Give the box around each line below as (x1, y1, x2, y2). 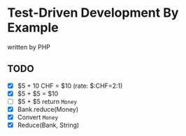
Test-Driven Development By (7, 5, 179, 21)
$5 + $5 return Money (17, 97, 77, 105)
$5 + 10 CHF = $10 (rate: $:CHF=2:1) (17, 82, 123, 90)
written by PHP (7, 43, 51, 51)
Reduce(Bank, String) (17, 121, 80, 130)
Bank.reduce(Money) (17, 105, 79, 113)
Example (7, 20, 59, 36)
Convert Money (17, 113, 59, 121)
